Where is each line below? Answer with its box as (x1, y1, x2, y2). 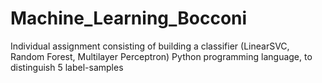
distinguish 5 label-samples (10, 61, 124, 73)
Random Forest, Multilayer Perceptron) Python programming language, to (10, 50, 313, 62)
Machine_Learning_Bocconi (10, 7, 248, 30)
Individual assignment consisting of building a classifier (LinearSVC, (10, 40, 290, 52)
